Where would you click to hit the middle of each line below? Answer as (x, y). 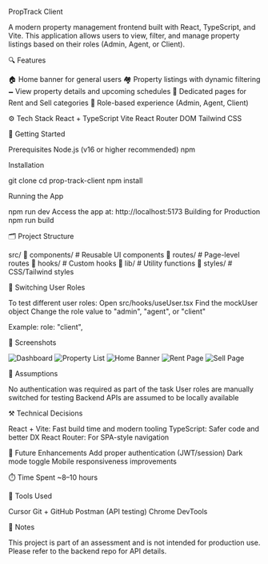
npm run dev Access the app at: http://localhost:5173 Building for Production (134, 211)
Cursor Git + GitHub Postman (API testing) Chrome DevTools (108, 511)
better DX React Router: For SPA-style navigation (89, 437)
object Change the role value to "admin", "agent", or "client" (107, 311)
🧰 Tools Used (30, 496)
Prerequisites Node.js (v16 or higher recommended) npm (102, 149)
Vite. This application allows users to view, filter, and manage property (124, 36)
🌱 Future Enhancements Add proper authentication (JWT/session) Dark (126, 453)
